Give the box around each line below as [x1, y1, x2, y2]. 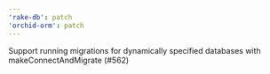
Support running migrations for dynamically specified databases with [8, 45, 261, 55]
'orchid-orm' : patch [8, 21, 85, 30]
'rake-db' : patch [8, 12, 73, 22]
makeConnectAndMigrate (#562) [8, 55, 130, 65]
